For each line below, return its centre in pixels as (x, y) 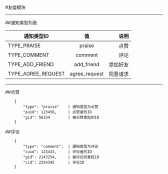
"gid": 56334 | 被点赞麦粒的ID (61, 117)
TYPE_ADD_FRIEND (31, 64)
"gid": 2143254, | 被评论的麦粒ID (61, 157)
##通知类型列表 (21, 22)
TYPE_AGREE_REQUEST (36, 74)
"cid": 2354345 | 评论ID (54, 162)
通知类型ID (36, 36)
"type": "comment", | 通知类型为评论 (61, 146)
